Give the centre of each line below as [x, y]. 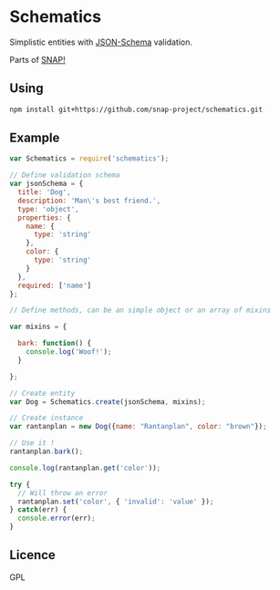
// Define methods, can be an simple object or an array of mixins [140, 311]
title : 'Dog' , [44, 192]
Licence [33, 555]
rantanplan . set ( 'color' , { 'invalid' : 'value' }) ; [116, 502]
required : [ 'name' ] [55, 285]
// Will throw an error [62, 493]
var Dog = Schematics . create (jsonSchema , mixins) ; [108, 402]
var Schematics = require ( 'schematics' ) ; [89, 159]
